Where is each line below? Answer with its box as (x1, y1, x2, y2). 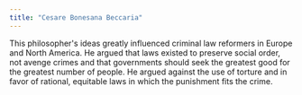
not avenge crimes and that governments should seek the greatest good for (9, 56, 290, 67)
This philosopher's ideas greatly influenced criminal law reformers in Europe (9, 38, 293, 48)
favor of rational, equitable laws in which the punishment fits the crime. (9, 75, 273, 86)
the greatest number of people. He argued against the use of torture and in (9, 66, 288, 77)
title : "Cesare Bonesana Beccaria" (9, 13, 143, 22)
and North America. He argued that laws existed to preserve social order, (9, 47, 281, 58)
